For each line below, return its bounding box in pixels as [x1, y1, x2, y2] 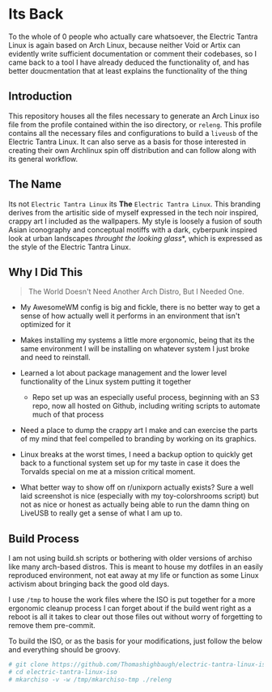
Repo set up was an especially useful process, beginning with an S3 [32, 393, 260, 402]
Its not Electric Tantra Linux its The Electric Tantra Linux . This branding [8, 199, 261, 209]
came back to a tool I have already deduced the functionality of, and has [8, 57, 249, 67]
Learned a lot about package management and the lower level [19, 368, 227, 378]
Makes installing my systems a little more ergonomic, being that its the [19, 335, 255, 345]
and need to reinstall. [19, 353, 91, 363]
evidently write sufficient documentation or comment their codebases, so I [8, 49, 257, 58]
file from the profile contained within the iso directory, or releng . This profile [8, 119, 262, 129]
